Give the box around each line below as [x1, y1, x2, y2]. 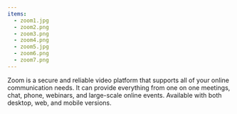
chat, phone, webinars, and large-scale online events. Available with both [7, 91, 222, 99]
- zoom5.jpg [14, 43, 50, 50]
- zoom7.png [14, 57, 50, 64]
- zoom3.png [14, 30, 50, 38]
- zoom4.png [14, 37, 50, 44]
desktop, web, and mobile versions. [7, 98, 112, 107]
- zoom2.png [14, 23, 50, 30]
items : [7, 10, 27, 18]
